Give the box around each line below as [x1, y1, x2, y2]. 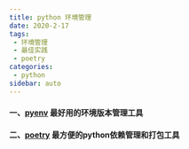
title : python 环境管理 [9, 12, 91, 22]
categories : [9, 63, 53, 72]
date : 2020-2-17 [9, 21, 69, 30]
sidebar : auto [9, 79, 62, 88]
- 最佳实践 [12, 46, 49, 55]
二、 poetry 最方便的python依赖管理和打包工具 [9, 129, 180, 140]
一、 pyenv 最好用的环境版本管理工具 [9, 107, 144, 118]
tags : [9, 29, 29, 38]
